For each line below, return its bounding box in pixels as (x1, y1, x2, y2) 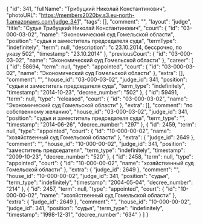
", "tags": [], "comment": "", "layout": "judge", (79, 18, 192, 25)
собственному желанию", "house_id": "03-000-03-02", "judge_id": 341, (6, 108, 189, 115)
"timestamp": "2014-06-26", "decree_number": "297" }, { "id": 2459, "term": (6, 121, 197, 128)
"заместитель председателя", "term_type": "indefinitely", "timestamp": (6, 147, 186, 154)
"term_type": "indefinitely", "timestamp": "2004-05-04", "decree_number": (6, 179, 194, 186)
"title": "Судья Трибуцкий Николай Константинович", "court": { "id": (6, 24, 180, 31)
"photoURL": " (6, 12, 41, 19)
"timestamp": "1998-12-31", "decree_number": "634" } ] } (6, 211, 149, 218)
